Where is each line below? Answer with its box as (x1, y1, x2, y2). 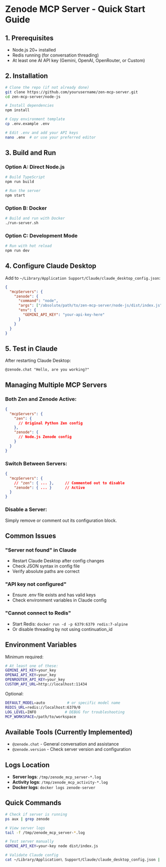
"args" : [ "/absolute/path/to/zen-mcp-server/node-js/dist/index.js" (18, 303, 163, 308)
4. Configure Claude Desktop (5, 262, 96, 270)
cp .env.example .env (5, 122, 50, 126)
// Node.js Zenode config (18, 434, 72, 439)
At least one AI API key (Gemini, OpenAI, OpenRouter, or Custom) (12, 58, 145, 63)
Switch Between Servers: (5, 460, 68, 467)
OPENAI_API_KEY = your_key (5, 673, 56, 678)
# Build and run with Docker (5, 216, 65, 221)
